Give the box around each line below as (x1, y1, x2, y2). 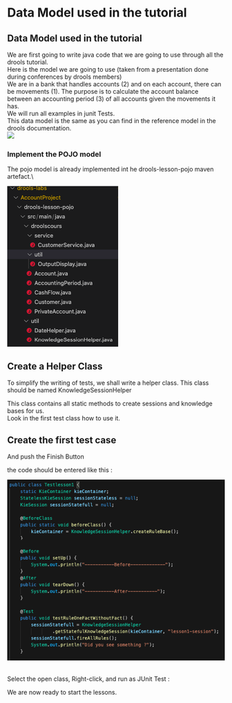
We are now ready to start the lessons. (7, 688, 117, 697)
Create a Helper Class (7, 360, 103, 372)
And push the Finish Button (7, 452, 84, 461)
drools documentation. (7, 124, 72, 132)
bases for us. (7, 407, 45, 415)
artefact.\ (7, 173, 34, 181)
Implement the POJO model (7, 149, 101, 159)
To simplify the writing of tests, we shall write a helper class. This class (7, 378, 209, 387)
